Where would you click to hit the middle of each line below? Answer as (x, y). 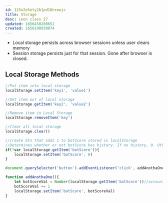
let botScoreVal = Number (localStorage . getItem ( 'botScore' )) (79, 182)
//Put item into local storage (38, 85)
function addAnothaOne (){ (32, 177)
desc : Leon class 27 (27, 19)
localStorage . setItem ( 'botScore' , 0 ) (53, 154)
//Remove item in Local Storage (39, 113)
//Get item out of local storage (40, 99)
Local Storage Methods (42, 74)
